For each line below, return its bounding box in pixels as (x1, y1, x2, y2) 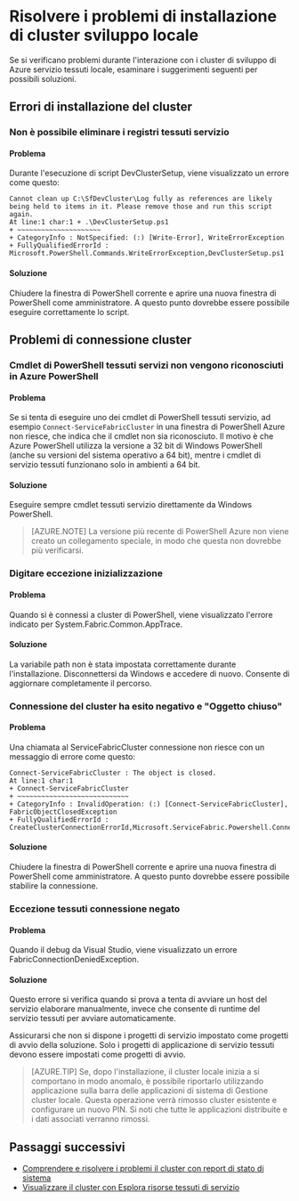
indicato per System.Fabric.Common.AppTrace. (9, 619, 183, 629)
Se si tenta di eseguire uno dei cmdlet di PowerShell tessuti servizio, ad (9, 412, 271, 423)
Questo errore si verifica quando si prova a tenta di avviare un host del (9, 994, 268, 1005)
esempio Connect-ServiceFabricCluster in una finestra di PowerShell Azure (9, 421, 286, 433)
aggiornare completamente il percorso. (9, 678, 153, 688)
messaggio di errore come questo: (9, 751, 136, 762)
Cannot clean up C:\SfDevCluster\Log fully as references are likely (9, 194, 273, 204)
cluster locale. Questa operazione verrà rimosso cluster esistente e (30, 1095, 278, 1106)
